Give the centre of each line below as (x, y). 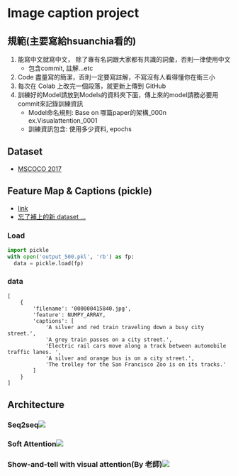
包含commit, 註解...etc (61, 68)
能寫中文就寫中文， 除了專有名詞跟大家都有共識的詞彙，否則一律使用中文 (124, 59)
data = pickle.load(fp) (49, 263)
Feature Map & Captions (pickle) (80, 191)
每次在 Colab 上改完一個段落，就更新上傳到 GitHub (92, 86)
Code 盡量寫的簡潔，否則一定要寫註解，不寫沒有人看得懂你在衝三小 (117, 77)
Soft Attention (32, 444)
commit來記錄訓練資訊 (50, 104)
